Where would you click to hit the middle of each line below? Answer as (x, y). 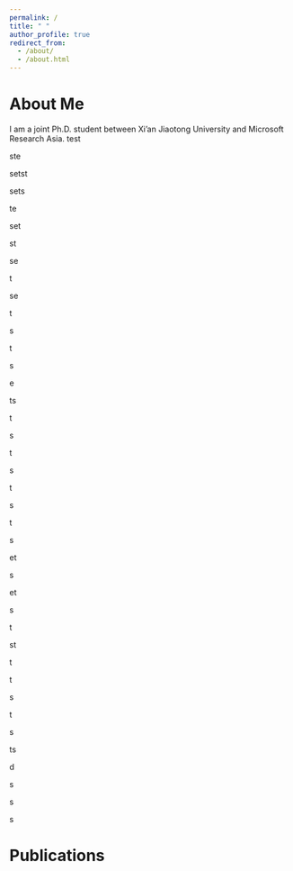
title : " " (30, 26)
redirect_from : (38, 43)
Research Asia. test (45, 138)
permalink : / (34, 18)
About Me (47, 104)
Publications (57, 856)
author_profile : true (50, 34)
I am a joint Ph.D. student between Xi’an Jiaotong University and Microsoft (147, 129)
